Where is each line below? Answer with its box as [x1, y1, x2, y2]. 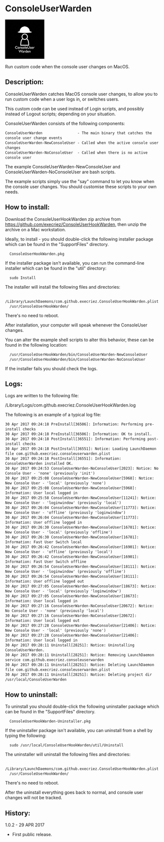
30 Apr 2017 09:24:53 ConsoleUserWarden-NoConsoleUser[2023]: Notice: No [5, 466, 159, 471]
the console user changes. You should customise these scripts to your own [5, 184, 157, 190]
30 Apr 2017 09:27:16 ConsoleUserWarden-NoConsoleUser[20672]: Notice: [5, 603, 154, 609]
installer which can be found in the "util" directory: [5, 265, 107, 271]
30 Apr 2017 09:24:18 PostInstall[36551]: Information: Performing [5, 436, 146, 442]
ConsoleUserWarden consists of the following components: [5, 120, 125, 126]
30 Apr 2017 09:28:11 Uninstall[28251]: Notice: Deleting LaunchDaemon [5, 662, 154, 668]
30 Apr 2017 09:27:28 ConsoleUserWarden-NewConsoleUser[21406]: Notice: [5, 623, 157, 628]
